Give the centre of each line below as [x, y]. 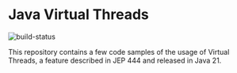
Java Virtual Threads [78, 15]
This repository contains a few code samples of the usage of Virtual [119, 52]
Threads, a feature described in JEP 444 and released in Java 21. [115, 60]
